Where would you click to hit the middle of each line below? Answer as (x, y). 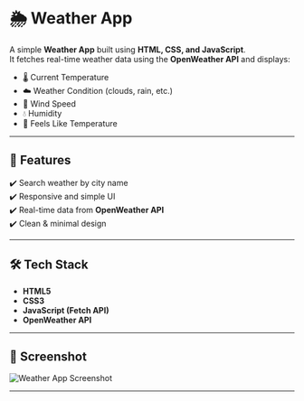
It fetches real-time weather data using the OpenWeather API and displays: (150, 59)
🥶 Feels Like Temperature (70, 123)
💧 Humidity (42, 113)
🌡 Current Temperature (66, 77)
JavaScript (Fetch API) (66, 310)
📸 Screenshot (48, 356)
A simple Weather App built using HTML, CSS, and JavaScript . (128, 49)
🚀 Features (40, 160)
